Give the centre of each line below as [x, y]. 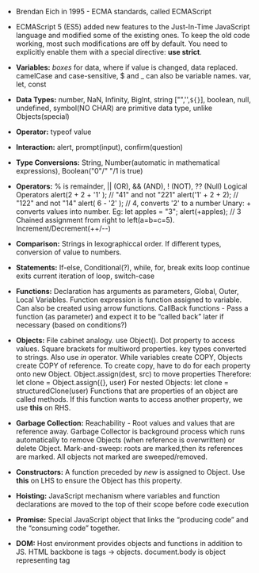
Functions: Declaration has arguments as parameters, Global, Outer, [127, 291]
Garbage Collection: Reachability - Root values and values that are [125, 423]
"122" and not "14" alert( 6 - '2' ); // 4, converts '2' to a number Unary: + [133, 203]
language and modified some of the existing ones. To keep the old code [133, 35]
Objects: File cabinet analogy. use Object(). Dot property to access [125, 340]
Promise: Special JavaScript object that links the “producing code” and [132, 520]
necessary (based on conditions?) [71, 325]
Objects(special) [42, 117]
